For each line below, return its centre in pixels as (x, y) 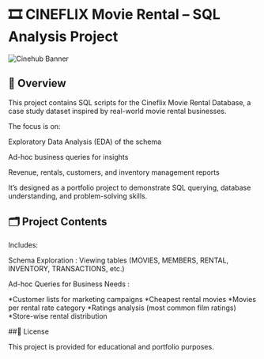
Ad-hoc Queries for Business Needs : (69, 284)
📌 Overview (37, 83)
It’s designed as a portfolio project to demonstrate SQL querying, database (130, 187)
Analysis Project (63, 37)
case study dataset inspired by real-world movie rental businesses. (117, 111)
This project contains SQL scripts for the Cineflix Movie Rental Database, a (130, 102)
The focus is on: (34, 126)
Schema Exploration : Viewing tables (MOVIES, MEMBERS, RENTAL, (119, 260)
